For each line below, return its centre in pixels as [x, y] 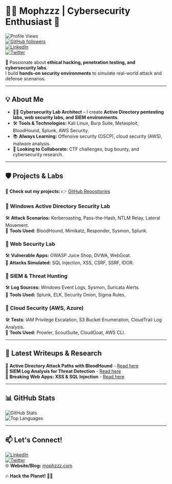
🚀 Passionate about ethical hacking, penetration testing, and [70, 62]
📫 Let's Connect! [34, 440]
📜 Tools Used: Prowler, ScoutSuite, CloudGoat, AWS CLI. [65, 332]
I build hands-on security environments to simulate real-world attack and [84, 73]
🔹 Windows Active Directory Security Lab [58, 206]
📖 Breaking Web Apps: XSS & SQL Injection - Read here [65, 376]
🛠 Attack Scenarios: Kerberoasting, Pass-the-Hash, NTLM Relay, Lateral [83, 218]
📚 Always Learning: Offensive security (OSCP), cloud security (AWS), [88, 136]
